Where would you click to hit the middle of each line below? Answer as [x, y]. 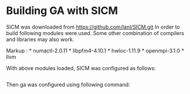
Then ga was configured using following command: [68, 84]
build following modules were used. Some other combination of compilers [95, 33]
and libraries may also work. [40, 39]
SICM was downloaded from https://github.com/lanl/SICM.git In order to [93, 27]
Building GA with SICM [62, 11]
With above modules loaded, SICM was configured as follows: [81, 68]
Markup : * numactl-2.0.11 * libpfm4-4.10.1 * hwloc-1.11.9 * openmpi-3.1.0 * [95, 50]
